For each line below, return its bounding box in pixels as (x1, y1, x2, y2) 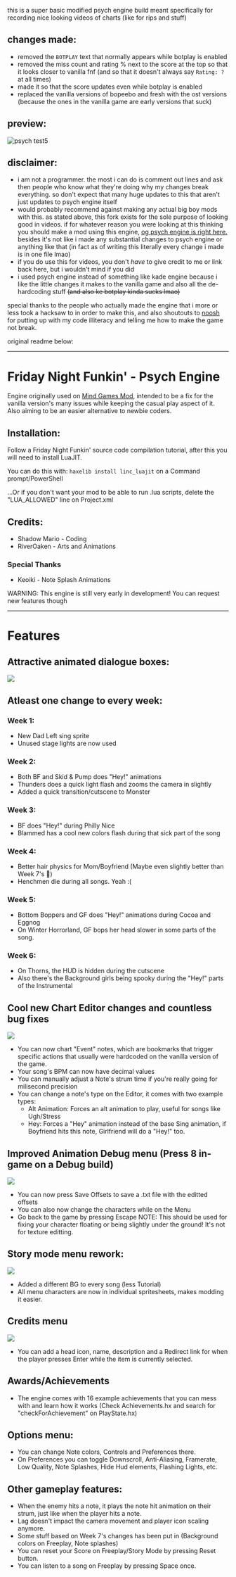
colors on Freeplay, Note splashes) (17, 1539, 119, 1547)
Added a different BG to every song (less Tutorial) (17, 1280, 162, 1288)
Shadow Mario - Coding (17, 535, 87, 543)
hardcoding (17, 288, 51, 296)
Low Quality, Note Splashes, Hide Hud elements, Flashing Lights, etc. (17, 1463, 218, 1471)
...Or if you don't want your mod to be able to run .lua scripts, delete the (7, 488, 214, 497)
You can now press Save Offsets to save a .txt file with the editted (17, 1191, 209, 1199)
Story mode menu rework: (7, 1248, 124, 1260)
